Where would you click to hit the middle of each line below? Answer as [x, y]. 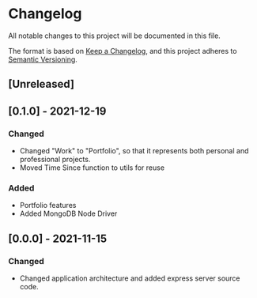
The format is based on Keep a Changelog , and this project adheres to [123, 51]
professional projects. [55, 160]
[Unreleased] [42, 84]
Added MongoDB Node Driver [68, 213]
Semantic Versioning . [43, 59]
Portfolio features [48, 206]
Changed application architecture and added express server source [130, 278]
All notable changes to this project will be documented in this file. [115, 36]
